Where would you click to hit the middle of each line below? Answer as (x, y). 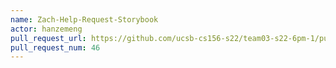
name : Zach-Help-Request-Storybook (84, 19)
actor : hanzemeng (46, 29)
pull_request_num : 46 (55, 47)
